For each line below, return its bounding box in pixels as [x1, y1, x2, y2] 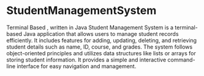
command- [167, 56, 195, 63]
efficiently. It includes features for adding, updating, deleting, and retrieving [6, 36, 197, 44]
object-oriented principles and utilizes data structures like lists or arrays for [6, 49, 196, 57]
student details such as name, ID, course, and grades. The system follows [6, 43, 193, 50]
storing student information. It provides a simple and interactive [6, 56, 167, 63]
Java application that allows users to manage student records [23, 30, 179, 37]
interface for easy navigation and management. [17, 62, 137, 70]
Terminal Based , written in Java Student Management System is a [6, 24, 173, 31]
